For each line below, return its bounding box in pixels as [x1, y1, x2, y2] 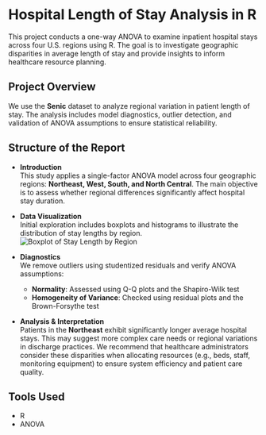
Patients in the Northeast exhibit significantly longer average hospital [19, 325, 248, 334]
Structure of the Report [8, 141, 125, 155]
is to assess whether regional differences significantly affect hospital [19, 187, 245, 197]
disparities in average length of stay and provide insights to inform [8, 48, 225, 58]
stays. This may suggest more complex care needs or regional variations [19, 333, 258, 343]
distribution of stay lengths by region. [19, 228, 143, 237]
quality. [19, 367, 44, 376]
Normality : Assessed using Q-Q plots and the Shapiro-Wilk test [31, 284, 240, 294]
